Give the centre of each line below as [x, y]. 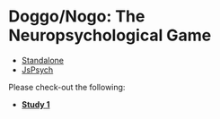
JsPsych [37, 70]
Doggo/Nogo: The [77, 17]
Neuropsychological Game [110, 35]
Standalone [43, 60]
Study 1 [35, 104]
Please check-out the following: [67, 87]
